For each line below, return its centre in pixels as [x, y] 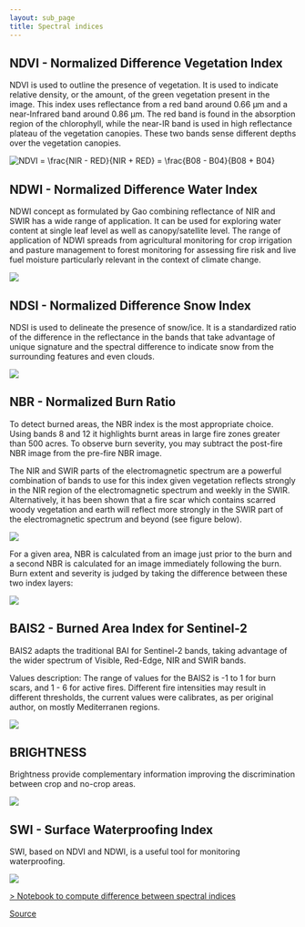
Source [23, 914]
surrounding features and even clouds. [82, 356]
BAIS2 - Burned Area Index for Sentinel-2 [128, 629]
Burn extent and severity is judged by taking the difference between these [149, 573]
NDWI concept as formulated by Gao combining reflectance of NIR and [142, 211]
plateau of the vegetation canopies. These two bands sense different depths [153, 134]
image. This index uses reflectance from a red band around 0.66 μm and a [149, 105]
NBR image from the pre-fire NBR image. [86, 453]
